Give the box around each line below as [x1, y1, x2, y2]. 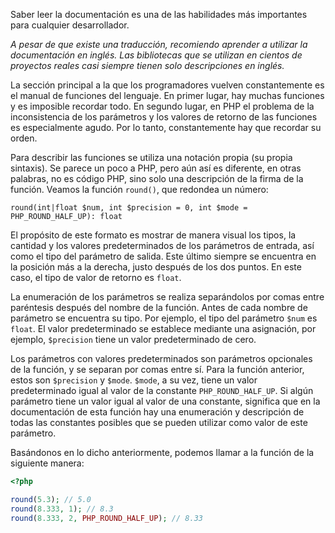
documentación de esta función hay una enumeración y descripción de [10, 406, 305, 418]
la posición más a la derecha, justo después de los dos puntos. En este [10, 261, 302, 273]
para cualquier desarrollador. [10, 19, 130, 31]
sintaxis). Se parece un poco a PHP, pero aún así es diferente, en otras [10, 162, 302, 174]
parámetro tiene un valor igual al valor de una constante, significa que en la [10, 395, 321, 407]
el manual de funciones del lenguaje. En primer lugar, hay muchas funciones [10, 90, 325, 101]
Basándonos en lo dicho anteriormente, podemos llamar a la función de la [10, 447, 315, 458]
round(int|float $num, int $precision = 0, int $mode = [10, 203, 248, 213]
